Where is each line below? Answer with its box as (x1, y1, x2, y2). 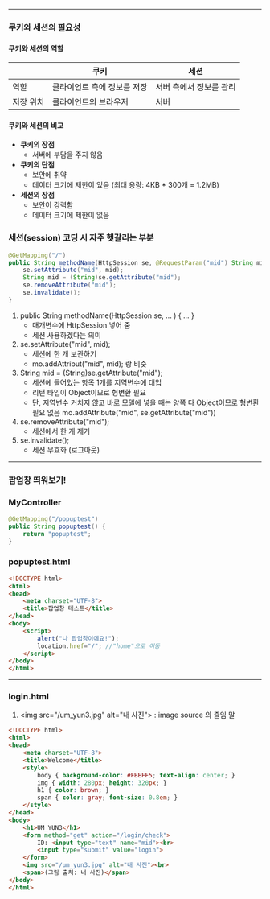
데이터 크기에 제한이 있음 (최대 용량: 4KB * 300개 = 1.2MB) (31, 180, 219, 190)
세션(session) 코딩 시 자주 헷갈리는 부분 (8, 233, 154, 244)
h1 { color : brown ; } (37, 786, 110, 794)
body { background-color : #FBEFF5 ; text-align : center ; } (37, 771, 235, 779)
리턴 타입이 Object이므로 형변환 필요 (31, 387, 147, 397)
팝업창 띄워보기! (8, 474, 67, 485)
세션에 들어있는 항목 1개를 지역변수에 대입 (31, 377, 162, 387)
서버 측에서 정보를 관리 (155, 81, 236, 93)
